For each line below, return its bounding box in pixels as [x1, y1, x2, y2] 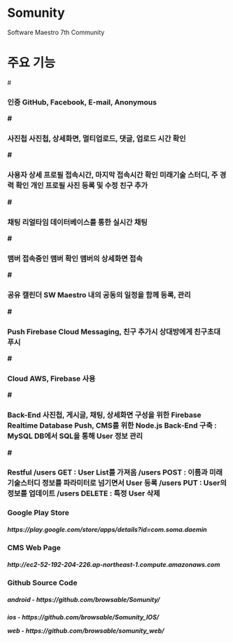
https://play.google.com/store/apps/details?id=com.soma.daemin [7, 525, 208, 533]
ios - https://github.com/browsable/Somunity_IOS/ [7, 613, 160, 622]
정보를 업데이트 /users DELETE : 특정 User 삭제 [7, 489, 160, 498]
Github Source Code [7, 578, 78, 588]
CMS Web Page [7, 543, 61, 553]
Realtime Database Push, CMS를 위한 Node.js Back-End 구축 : [7, 421, 217, 430]
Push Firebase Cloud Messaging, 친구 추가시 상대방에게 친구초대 [7, 327, 221, 336]
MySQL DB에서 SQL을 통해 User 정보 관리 [7, 431, 143, 441]
